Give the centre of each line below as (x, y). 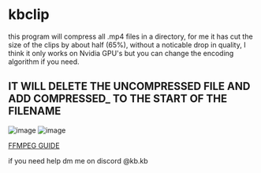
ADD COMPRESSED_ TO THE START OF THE (118, 99)
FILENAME (35, 111)
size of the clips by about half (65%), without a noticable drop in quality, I (127, 44)
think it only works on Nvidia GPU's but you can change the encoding (121, 53)
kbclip (29, 15)
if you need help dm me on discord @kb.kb (78, 160)
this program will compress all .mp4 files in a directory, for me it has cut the (131, 36)
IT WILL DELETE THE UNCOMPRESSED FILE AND (129, 86)
